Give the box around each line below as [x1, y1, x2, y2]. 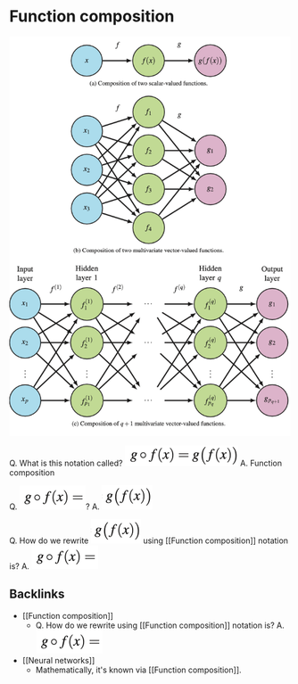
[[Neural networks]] [21, 655, 95, 665]
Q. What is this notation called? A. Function [9, 457, 283, 469]
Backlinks [9, 587, 65, 602]
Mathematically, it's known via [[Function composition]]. [35, 664, 243, 675]
